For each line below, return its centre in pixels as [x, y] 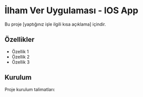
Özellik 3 [21, 62]
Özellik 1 [20, 51]
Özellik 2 [21, 57]
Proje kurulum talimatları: [30, 89]
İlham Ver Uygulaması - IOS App [71, 11]
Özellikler [20, 40]
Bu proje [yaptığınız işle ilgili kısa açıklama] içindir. [55, 24]
